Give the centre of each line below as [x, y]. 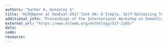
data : [11, 28]
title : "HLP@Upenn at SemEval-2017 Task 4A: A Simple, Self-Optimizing [81, 14]
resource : [15, 37]
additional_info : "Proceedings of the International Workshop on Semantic [84, 19]
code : [11, 32]
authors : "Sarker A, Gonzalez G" [40, 10]
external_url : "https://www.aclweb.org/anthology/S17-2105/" [70, 23]
